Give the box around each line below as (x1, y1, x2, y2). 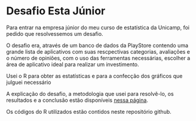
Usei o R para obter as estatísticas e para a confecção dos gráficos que (6, 72, 183, 79)
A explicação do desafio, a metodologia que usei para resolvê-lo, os (6, 90, 174, 97)
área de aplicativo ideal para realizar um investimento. (6, 61, 139, 68)
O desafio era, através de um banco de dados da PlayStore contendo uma (6, 42, 189, 49)
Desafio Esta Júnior (6, 4, 106, 18)
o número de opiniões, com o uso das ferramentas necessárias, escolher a (6, 54, 191, 61)
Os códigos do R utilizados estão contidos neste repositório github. (6, 108, 171, 115)
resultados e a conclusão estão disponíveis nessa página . (6, 97, 148, 104)
